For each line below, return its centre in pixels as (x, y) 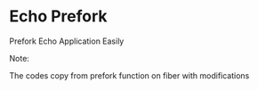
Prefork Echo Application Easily (67, 41)
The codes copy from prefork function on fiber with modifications (129, 75)
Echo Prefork (59, 16)
